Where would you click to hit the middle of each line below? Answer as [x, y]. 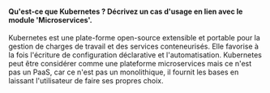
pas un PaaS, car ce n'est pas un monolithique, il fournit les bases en [124, 72]
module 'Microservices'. [50, 19]
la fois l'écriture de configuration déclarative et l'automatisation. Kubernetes [135, 55]
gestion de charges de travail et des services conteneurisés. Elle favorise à [134, 46]
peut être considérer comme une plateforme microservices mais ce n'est [130, 64]
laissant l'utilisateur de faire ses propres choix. [86, 81]
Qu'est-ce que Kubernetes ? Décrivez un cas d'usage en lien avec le [126, 11]
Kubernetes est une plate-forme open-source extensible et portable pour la [135, 38]
